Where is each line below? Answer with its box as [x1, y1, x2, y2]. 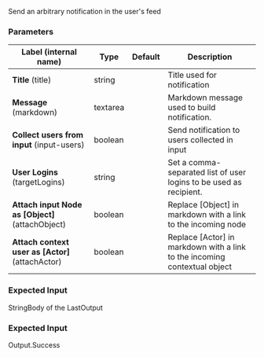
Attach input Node [12, 200, 82, 211]
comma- [188, 157, 222, 168]
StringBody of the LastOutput [8, 303, 104, 312]
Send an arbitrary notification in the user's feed [8, 7, 161, 16]
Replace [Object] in [167, 200, 240, 211]
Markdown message [167, 92, 244, 103]
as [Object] [12, 209, 55, 220]
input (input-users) [12, 139, 85, 150]
